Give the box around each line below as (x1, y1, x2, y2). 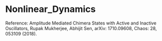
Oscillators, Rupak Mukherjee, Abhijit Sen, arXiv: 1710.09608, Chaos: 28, (5, 25, 157, 31)
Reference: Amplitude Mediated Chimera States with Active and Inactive (5, 20, 157, 26)
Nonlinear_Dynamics (5, 3, 96, 15)
